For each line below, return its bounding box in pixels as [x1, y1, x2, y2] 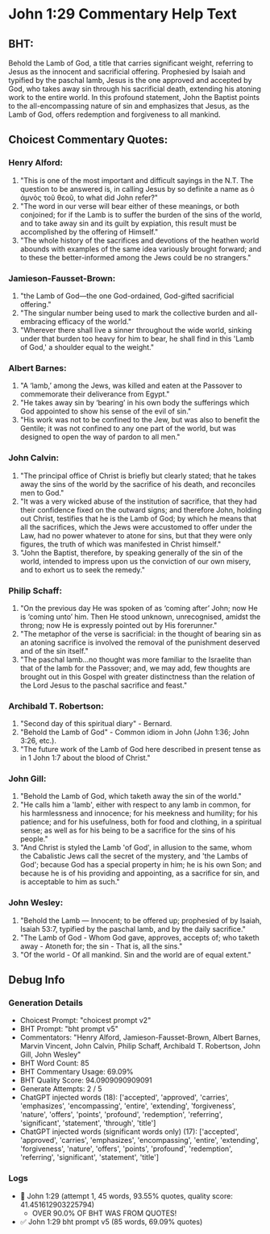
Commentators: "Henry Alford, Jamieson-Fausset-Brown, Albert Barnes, [19, 1032, 260, 1042]
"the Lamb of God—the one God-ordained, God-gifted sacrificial [19, 291, 235, 301]
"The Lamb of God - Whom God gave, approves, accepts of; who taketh [19, 933, 260, 942]
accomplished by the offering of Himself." [19, 226, 159, 236]
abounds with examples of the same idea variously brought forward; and [19, 243, 262, 254]
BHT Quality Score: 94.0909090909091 [19, 1075, 152, 1085]
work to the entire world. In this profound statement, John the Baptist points [8, 93, 260, 102]
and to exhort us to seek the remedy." [19, 565, 145, 575]
